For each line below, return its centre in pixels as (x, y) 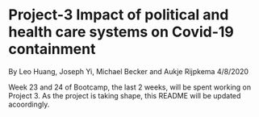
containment (52, 49)
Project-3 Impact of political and (119, 15)
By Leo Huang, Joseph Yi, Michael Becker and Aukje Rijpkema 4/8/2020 (128, 71)
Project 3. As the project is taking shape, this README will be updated (125, 95)
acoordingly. (29, 104)
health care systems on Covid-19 (121, 32)
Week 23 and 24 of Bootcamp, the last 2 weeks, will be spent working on (130, 87)
